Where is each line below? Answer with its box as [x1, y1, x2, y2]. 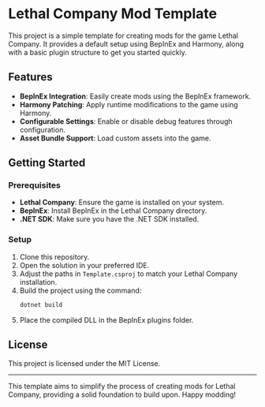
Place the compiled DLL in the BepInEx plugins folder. [19, 315, 194, 324]
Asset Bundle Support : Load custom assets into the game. [19, 133, 211, 143]
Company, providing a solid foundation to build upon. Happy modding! [8, 390, 237, 399]
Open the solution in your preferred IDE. [19, 260, 150, 270]
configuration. [19, 125, 65, 134]
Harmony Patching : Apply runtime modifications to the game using [19, 99, 238, 109]
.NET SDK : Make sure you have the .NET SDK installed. [19, 215, 200, 224]
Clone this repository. [19, 252, 90, 261]
